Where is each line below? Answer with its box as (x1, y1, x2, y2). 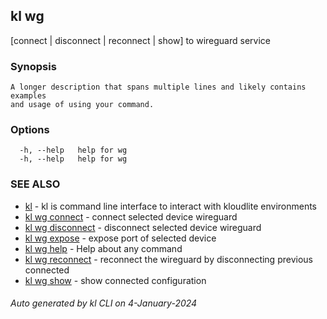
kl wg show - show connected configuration (24, 274, 207, 286)
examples (10, 91, 47, 101)
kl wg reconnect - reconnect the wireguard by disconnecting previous (24, 253, 313, 265)
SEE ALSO (10, 177, 61, 191)
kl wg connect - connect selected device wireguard (24, 210, 238, 223)
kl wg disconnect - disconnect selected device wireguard (24, 221, 262, 233)
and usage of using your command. (10, 100, 155, 110)
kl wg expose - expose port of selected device (24, 232, 217, 244)
